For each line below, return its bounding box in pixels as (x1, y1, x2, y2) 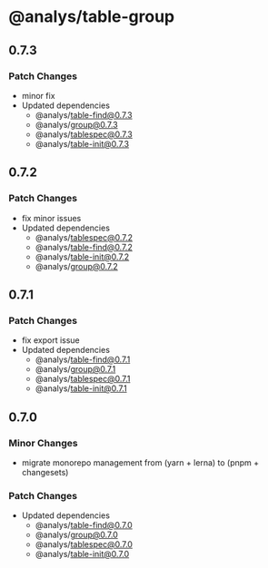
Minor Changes (8, 436, 78, 449)
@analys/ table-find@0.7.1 (35, 354, 131, 365)
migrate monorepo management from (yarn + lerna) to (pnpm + (21, 456, 260, 468)
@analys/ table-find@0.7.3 (35, 109, 133, 120)
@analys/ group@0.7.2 (35, 260, 119, 271)
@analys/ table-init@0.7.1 (35, 383, 128, 394)
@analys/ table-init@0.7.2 (35, 251, 130, 262)
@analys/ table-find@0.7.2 (35, 241, 133, 252)
